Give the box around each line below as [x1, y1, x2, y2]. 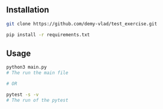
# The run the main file [6, 70, 69, 76]
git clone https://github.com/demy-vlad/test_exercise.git [6, 20, 158, 26]
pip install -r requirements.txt [6, 31, 90, 38]
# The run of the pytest [6, 97, 69, 103]
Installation [6, 5, 49, 15]
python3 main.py [6, 64, 47, 70]
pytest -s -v [6, 92, 39, 98]
